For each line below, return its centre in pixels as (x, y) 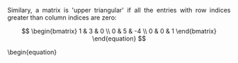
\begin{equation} (32, 52)
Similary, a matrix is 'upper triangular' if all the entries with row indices (119, 10)
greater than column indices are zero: (62, 17)
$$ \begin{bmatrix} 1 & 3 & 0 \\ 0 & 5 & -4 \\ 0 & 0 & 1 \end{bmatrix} (119, 31)
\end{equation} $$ (119, 38)
